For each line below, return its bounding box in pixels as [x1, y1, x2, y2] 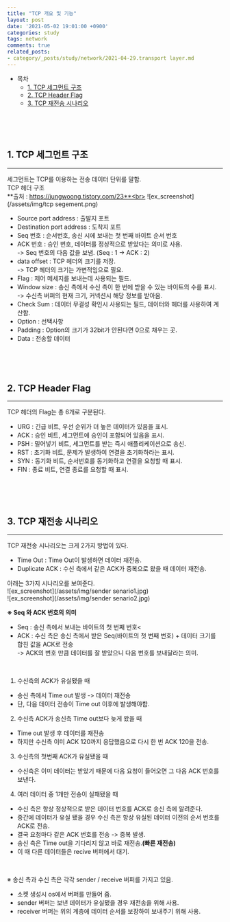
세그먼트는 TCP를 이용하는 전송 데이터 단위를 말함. [7, 175, 142, 183]
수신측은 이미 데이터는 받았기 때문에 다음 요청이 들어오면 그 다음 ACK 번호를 [16, 767, 220, 775]
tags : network [7, 36, 48, 43]
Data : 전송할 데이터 [16, 334, 71, 342]
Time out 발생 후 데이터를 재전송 [16, 729, 105, 737]
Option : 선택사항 [16, 317, 64, 325]
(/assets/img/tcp [7, 200, 54, 208]
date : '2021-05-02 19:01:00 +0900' [7, 23, 109, 30]
